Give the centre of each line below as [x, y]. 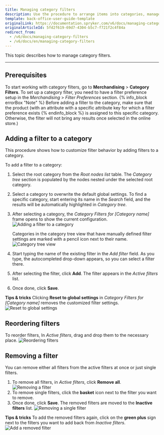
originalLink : [20, 23]
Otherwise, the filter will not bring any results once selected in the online [78, 118]
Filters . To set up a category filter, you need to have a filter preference [76, 92]
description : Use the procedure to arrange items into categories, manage [83, 14]
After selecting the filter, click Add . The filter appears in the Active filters [85, 273]
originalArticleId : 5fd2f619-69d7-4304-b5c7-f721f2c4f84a [65, 28]
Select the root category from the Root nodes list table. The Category [82, 174]
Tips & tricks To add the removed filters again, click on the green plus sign [81, 417]
